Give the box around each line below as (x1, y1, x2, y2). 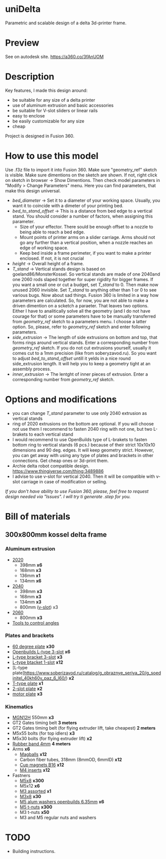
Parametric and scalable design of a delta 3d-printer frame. (5, 20, 127, 26)
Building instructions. (12, 849, 56, 855)
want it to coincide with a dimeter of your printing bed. (12, 202, 124, 209)
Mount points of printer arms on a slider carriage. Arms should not (19, 234, 155, 240)
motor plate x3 (12, 690, 43, 697)
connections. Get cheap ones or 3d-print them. (12, 458, 109, 463)
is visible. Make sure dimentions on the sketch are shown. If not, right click (5, 172, 158, 178)
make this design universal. (5, 187, 61, 194)
